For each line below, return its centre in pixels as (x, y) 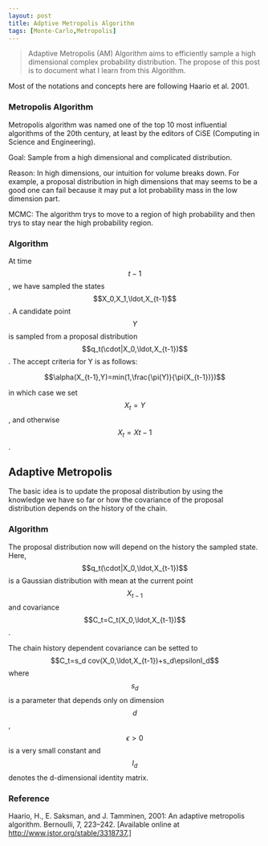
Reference (29, 799)
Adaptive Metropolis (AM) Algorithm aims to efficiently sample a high (142, 54)
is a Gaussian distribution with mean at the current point (101, 581)
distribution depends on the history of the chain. (88, 508)
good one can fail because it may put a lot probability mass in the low (123, 190)
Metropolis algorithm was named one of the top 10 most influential (118, 125)
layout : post (30, 16)
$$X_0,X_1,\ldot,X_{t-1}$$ (135, 298)
